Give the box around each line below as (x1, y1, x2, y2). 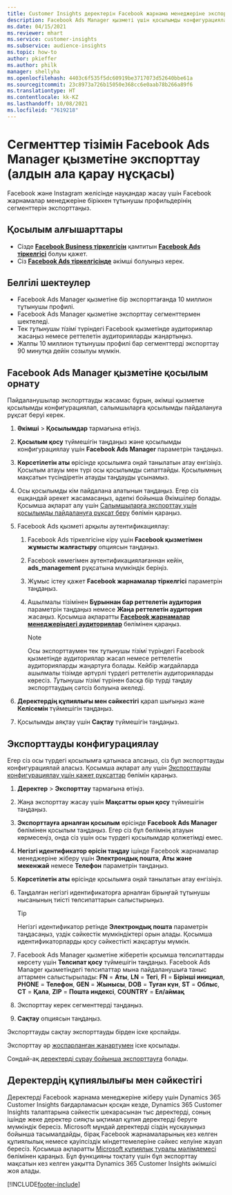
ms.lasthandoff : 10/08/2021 (7, 100, 88, 107)
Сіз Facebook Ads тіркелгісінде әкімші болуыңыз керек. (17, 257, 185, 265)
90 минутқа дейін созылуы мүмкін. (17, 347, 122, 355)
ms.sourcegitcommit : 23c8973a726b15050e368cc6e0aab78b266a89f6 (7, 81, 193, 88)
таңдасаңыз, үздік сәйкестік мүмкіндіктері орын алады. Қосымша (17, 930, 213, 938)
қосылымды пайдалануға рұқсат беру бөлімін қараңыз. (17, 508, 182, 517)
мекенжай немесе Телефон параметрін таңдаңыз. (17, 861, 169, 869)
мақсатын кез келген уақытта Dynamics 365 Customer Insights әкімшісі (7, 1159, 217, 1167)
